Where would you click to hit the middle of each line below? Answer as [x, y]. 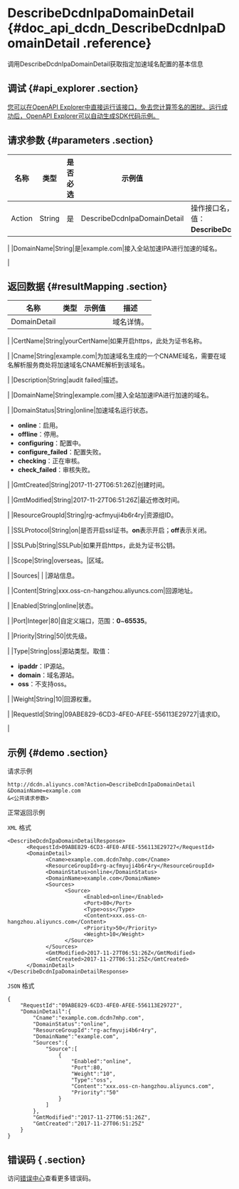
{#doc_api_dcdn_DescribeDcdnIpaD [117, 28]
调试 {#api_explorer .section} [73, 89]
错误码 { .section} [47, 1159]
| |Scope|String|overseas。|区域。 [58, 560]
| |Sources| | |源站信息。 [43, 576]
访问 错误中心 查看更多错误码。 [51, 1178]
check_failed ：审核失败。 [56, 470]
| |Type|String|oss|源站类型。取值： [60, 651]
